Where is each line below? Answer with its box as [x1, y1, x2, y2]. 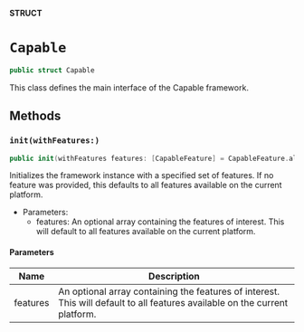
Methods [9, 109, 62, 124]
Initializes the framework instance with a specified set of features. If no [9, 170, 274, 181]
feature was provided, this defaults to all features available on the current [9, 180, 282, 191]
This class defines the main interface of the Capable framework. [9, 81, 249, 93]
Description [147, 270, 201, 282]
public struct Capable [9, 65, 95, 75]
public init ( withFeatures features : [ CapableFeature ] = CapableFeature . [9, 154, 290, 163]
